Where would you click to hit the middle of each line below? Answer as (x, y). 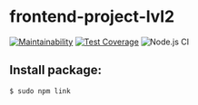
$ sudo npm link (40, 91)
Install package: (56, 70)
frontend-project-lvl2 (92, 17)
